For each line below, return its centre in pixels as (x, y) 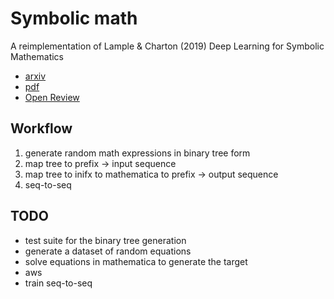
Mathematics (37, 56)
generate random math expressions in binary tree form (137, 153)
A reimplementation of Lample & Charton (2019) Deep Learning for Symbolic (167, 46)
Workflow (41, 128)
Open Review (52, 97)
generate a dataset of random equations (108, 251)
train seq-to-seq (58, 283)
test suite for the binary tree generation (105, 240)
